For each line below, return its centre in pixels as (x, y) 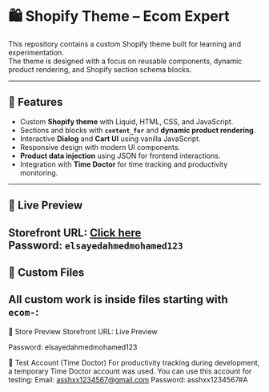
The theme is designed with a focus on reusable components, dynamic (125, 61)
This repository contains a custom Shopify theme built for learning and (125, 44)
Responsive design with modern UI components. (100, 147)
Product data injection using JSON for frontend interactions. (120, 156)
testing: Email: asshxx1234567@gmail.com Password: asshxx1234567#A (128, 379)
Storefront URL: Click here (75, 233)
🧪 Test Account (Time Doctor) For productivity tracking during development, (134, 362)
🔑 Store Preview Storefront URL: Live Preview (83, 331)
